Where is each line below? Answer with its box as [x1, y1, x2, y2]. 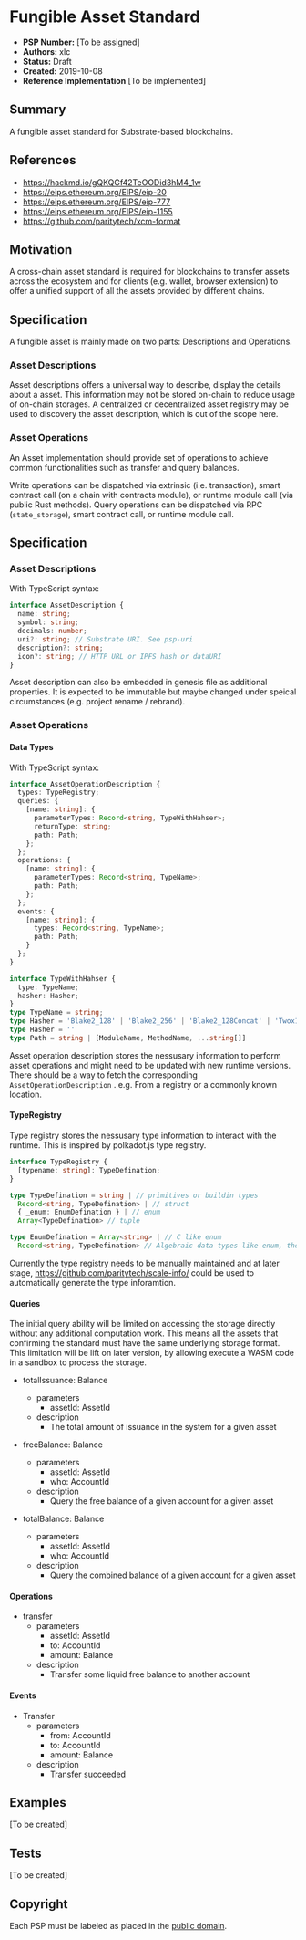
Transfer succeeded [49, 1768, 126, 1779]
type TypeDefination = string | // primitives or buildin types [9, 1191, 259, 1200]
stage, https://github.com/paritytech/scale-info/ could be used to [9, 1267, 255, 1278]
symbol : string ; [17, 618, 79, 627]
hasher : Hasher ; [17, 991, 79, 1000]
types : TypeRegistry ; [17, 787, 100, 798]
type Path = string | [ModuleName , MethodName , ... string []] [9, 1033, 247, 1042]
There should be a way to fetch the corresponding [9, 1069, 199, 1080]
